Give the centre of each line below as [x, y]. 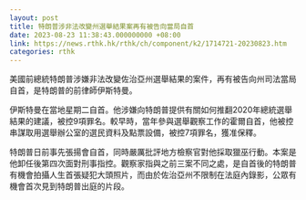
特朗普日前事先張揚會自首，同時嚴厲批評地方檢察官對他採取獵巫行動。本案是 [153, 153]
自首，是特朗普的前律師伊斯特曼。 [73, 90]
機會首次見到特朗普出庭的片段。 [69, 186]
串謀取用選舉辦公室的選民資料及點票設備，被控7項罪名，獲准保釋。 [135, 132]
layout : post [34, 18]
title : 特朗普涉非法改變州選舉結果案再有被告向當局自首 [102, 26]
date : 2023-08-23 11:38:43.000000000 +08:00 [95, 35]
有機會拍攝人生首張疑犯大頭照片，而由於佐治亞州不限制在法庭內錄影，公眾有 [153, 175]
